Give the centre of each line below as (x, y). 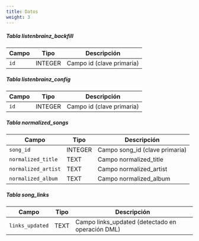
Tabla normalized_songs (37, 123)
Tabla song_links (28, 195)
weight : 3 (18, 17)
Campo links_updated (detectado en (126, 222)
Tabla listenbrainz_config (38, 79)
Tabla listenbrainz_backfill (40, 36)
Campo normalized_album (134, 179)
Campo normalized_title (131, 159)
